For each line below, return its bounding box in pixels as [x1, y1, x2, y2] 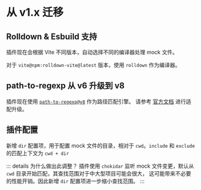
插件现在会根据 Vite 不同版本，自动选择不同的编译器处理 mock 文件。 [6, 49, 178, 55]
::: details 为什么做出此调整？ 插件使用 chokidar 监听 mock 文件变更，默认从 [6, 162, 194, 169]
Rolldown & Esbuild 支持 [6, 31, 97, 42]
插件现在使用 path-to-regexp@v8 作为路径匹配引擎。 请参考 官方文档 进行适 [6, 98, 191, 105]
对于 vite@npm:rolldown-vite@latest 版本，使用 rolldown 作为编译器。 [6, 62, 181, 68]
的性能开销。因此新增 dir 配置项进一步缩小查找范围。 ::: [6, 177, 145, 185]
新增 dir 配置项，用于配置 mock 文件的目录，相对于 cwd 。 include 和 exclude [6, 142, 196, 149]
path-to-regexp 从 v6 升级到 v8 [6, 81, 125, 91]
